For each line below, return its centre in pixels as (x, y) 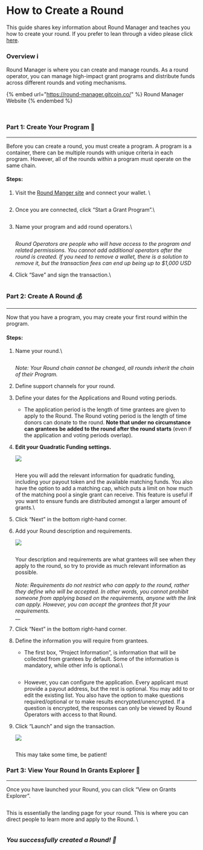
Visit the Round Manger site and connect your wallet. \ (83, 193)
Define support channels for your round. (65, 386)
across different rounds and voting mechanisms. (66, 83)
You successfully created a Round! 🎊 (61, 840)
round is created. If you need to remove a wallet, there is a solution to (101, 256)
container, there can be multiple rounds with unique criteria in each (90, 153)
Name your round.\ (38, 351)
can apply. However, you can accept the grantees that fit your (92, 605)
